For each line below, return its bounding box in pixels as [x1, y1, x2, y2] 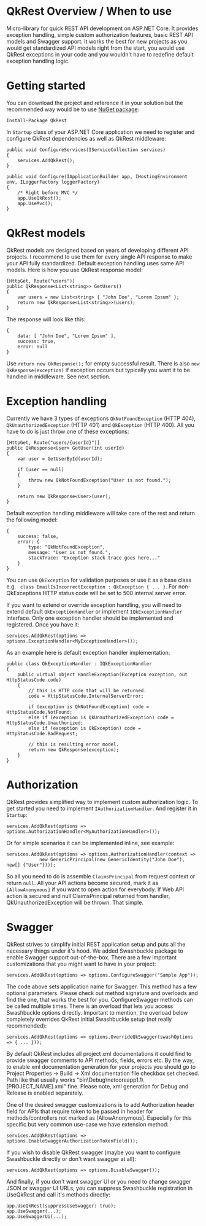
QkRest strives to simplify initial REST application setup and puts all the [6, 940, 186, 948]
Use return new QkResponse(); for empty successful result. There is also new [6, 359, 200, 367]
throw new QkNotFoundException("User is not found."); [28, 477, 172, 483]
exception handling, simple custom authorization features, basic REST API [6, 31, 193, 38]
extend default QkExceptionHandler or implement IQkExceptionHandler [6, 607, 183, 615]
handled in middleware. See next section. [6, 373, 111, 380]
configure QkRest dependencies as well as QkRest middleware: [6, 135, 167, 142]
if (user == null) [17, 466, 64, 472]
